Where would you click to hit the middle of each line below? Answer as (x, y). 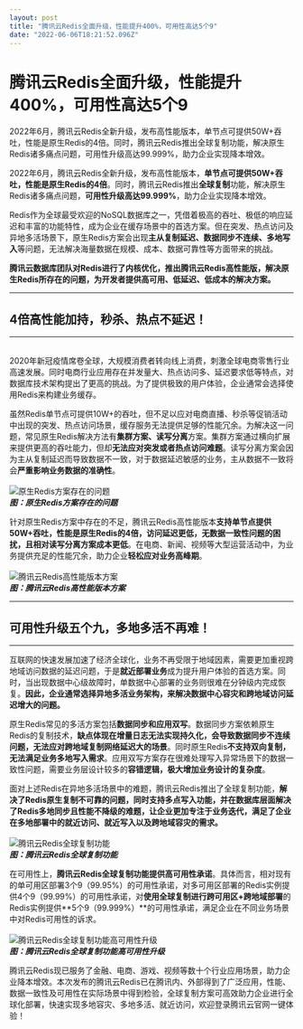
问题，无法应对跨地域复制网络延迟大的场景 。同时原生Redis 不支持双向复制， (150, 746)
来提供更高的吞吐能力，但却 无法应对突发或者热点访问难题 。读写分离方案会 (147, 448)
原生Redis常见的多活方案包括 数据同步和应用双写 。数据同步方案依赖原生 (142, 723)
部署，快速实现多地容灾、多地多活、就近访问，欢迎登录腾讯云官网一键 (155, 1004)
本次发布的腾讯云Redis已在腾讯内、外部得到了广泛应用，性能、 (174, 981)
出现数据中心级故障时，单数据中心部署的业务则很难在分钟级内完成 (155, 682)
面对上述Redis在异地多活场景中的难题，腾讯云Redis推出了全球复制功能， (144, 788)
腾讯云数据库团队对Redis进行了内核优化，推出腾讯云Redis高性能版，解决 (145, 269)
